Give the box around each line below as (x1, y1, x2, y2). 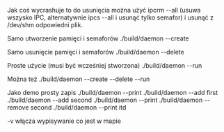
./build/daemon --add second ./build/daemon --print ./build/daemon (7, 96, 203, 104)
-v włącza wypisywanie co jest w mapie (7, 117, 122, 125)
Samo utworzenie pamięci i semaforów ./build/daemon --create (7, 34, 189, 43)
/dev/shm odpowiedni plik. (7, 21, 83, 29)
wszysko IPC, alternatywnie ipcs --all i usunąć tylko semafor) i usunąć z (7, 13, 214, 22)
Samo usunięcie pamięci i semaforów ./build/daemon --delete (7, 48, 184, 56)
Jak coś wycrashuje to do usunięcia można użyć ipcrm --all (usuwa (7, 6, 201, 14)
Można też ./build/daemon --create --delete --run (7, 75, 150, 83)
